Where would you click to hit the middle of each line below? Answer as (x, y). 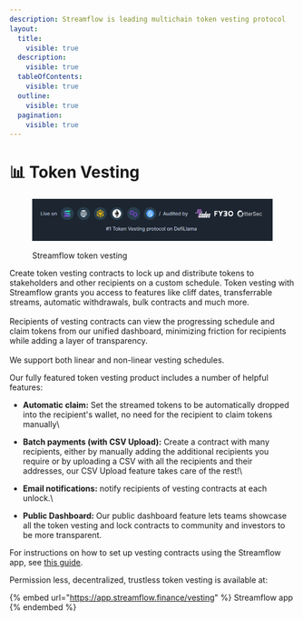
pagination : (40, 115)
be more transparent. (62, 535)
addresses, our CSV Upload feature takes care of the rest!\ (132, 470)
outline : (34, 95)
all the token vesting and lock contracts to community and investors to (154, 525)
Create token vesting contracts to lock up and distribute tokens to (132, 273)
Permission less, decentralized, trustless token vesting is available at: (139, 580)
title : (30, 38)
